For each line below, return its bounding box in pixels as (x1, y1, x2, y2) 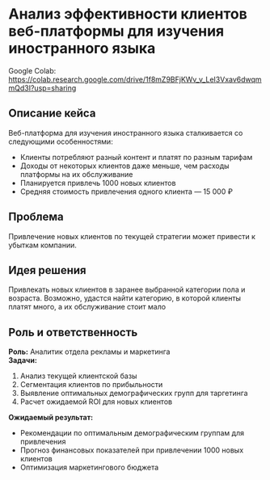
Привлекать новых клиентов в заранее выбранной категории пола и (8, 284, 246, 295)
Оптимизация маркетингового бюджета (19, 462, 159, 473)
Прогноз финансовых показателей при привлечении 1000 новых (19, 445, 244, 455)
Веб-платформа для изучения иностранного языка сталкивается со (8, 128, 243, 137)
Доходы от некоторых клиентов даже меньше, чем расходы (19, 161, 230, 171)
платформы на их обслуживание (19, 169, 133, 179)
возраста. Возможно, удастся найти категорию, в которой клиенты (8, 293, 241, 303)
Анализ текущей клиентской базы (19, 371, 137, 381)
